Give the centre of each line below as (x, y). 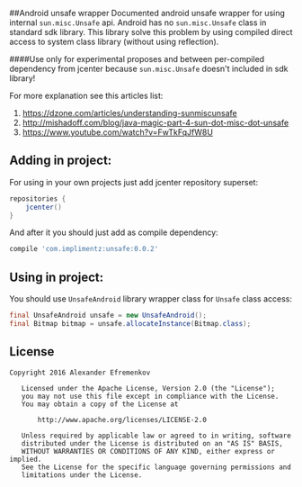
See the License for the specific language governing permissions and (156, 467)
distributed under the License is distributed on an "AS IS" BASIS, (152, 443)
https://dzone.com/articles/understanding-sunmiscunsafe (129, 113)
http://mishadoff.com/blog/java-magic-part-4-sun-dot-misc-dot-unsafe (155, 122)
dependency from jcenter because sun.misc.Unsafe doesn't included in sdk (149, 68)
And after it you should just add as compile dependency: (114, 232)
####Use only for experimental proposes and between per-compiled (137, 59)
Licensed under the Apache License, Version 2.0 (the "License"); (148, 388)
